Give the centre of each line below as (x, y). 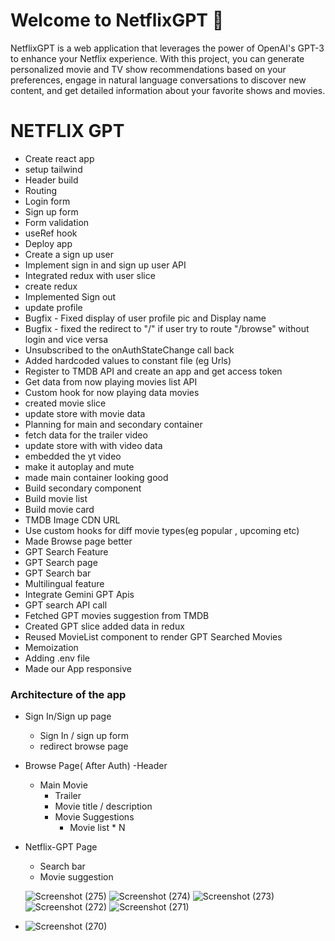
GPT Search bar (58, 573)
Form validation (57, 222)
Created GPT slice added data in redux (104, 626)
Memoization (51, 647)
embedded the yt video (73, 456)
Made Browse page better (78, 541)
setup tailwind (53, 169)
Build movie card (59, 509)
